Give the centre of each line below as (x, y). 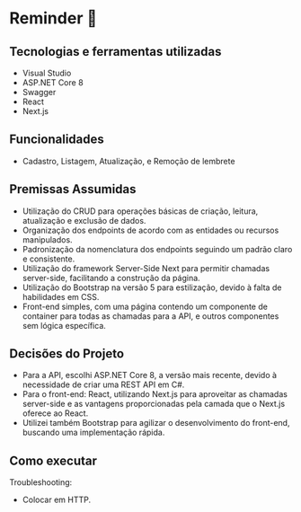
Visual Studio (47, 73)
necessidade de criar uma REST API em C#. (103, 384)
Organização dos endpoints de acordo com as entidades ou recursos (150, 230)
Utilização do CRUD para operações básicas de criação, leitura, (140, 211)
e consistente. (49, 259)
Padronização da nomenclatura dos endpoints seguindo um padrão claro (157, 249)
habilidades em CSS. (61, 296)
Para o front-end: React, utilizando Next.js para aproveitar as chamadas (155, 394)
